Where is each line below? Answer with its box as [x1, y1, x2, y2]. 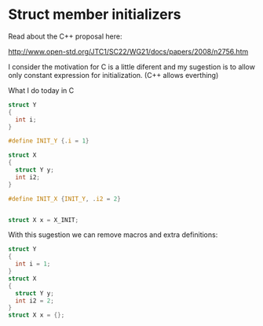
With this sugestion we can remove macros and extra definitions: [8, 230, 218, 239]
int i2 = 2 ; [15, 297, 55, 305]
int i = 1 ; [15, 260, 51, 269]
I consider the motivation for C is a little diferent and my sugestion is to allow [8, 61, 255, 72]
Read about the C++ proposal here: [8, 31, 122, 41]
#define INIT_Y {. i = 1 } [8, 137, 89, 145]
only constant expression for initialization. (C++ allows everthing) [8, 70, 219, 80]
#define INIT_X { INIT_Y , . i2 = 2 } [8, 194, 122, 202]
